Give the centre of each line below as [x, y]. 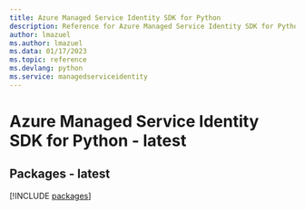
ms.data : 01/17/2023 [49, 52]
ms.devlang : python [46, 69]
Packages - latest [60, 174]
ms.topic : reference [49, 60]
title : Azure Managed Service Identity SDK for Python [115, 18]
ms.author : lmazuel [46, 43]
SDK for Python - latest [98, 140]
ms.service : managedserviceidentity [79, 77]
